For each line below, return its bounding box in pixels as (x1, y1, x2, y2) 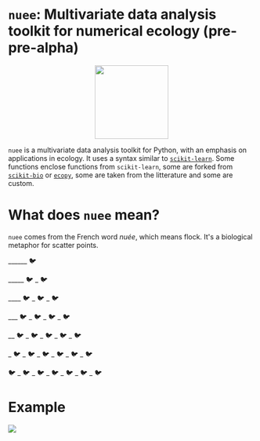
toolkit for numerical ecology (8, 22, 200, 40)
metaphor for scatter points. (8, 240, 99, 250)
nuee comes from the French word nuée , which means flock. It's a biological (8, 231, 253, 241)
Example (8, 399, 66, 417)
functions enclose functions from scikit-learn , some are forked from (8, 162, 233, 171)
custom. (8, 178, 34, 188)
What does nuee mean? (8, 206, 161, 224)
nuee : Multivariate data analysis (8, 5, 217, 24)
